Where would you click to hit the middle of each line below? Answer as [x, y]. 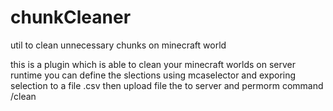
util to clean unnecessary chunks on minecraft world [118, 45]
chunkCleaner [71, 17]
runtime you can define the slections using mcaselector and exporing [153, 75]
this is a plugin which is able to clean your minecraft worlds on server [153, 64]
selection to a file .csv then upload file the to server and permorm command [167, 85]
